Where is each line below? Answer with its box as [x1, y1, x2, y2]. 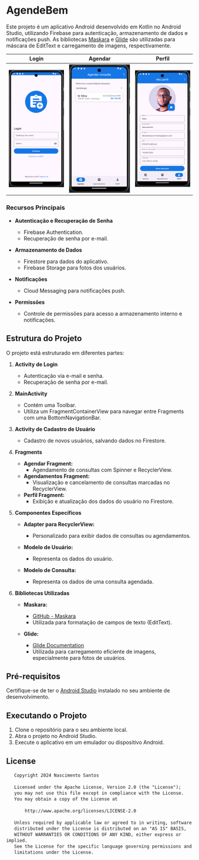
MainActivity [14, 390, 47, 397]
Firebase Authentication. [23, 229, 84, 236]
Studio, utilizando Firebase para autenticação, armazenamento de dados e [6, 29, 188, 36]
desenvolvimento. [6, 694, 50, 701]
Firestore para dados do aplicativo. [23, 258, 109, 265]
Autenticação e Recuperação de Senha [14, 217, 113, 224]
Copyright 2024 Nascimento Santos [14, 772, 99, 779]
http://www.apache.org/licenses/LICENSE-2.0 [24, 808, 136, 814]
